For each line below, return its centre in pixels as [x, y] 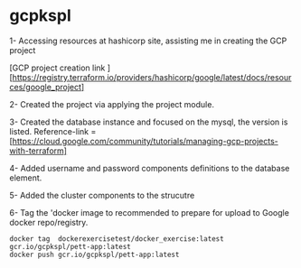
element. [26, 178]
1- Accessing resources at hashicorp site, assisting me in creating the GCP [148, 41]
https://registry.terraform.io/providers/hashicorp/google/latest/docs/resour [152, 77]
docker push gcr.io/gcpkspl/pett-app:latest [94, 254]
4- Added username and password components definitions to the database [150, 168]
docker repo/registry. [49, 222]
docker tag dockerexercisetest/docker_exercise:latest [117, 239]
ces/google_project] [47, 87]
